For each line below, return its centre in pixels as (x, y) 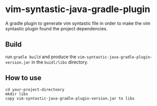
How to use (23, 78)
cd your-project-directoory (35, 89)
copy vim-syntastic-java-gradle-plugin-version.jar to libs (70, 98)
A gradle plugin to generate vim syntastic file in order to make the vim (78, 23)
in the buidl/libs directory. (60, 62)
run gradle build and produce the (41, 57)
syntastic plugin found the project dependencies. (56, 28)
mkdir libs (17, 94)
